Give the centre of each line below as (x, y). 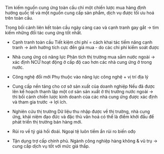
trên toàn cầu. (19, 18)
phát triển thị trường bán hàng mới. (47, 122)
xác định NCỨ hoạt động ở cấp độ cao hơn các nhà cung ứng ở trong (82, 62)
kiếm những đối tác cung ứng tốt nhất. (44, 33)
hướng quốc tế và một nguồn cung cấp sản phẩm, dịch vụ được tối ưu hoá (80, 13)
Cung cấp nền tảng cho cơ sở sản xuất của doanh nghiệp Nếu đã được (83, 86)
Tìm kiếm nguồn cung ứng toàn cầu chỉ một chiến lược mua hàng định (76, 8)
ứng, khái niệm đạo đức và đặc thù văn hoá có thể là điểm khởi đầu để (83, 117)
